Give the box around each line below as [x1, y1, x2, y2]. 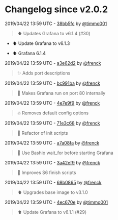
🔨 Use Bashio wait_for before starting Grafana [17, 150, 114, 156]
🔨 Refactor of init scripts [17, 130, 68, 136]
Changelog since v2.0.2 [5, 4, 108, 15]
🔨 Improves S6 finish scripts [17, 169, 76, 176]
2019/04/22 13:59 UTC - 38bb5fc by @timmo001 [5, 20, 107, 27]
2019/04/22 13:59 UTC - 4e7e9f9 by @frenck [5, 100, 100, 106]
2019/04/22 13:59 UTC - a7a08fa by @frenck [5, 139, 100, 146]
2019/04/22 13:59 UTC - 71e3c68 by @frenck [5, 120, 100, 126]
